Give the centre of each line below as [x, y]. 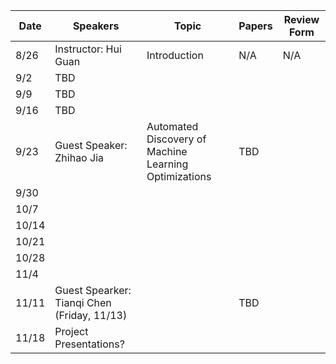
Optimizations [179, 176]
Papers [255, 26]
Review [301, 19]
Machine [167, 151]
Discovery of [176, 139]
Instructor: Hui [88, 49]
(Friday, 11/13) [91, 315]
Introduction [175, 55]
